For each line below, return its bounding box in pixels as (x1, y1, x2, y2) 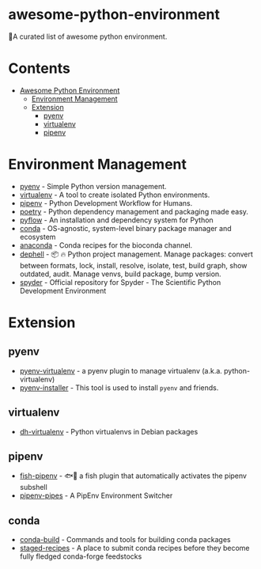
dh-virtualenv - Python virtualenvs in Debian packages (19, 427, 199, 436)
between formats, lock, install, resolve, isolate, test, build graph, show (19, 260, 248, 270)
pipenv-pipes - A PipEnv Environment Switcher (19, 491, 173, 500)
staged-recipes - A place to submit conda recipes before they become (19, 544, 251, 553)
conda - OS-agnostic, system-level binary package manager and (19, 223, 232, 233)
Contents (8, 59, 71, 78)
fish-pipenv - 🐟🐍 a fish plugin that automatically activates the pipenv (19, 471, 248, 480)
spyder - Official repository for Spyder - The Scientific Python (19, 277, 221, 286)
